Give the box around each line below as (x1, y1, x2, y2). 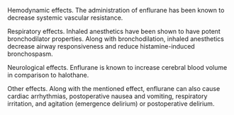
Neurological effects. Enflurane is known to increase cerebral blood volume (7, 63, 228, 71)
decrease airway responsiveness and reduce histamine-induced (7, 42, 195, 50)
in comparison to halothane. (7, 71, 89, 79)
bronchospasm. (7, 49, 53, 58)
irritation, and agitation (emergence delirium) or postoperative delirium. (7, 99, 215, 108)
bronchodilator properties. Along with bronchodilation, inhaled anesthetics (7, 35, 225, 43)
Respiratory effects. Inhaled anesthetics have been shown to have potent (7, 28, 221, 35)
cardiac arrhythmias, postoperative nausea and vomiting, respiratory (7, 92, 208, 100)
